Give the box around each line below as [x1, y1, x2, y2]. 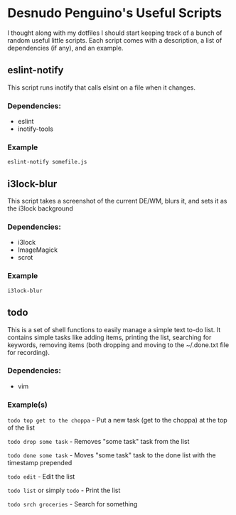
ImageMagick [17, 245, 58, 254]
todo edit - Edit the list [7, 472, 75, 481]
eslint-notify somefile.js [7, 159, 87, 166]
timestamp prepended [7, 459, 73, 467]
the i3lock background [7, 204, 73, 213]
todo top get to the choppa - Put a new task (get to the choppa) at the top [7, 416, 227, 425]
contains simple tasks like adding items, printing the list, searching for [7, 333, 212, 341]
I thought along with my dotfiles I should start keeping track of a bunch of [7, 28, 222, 37]
